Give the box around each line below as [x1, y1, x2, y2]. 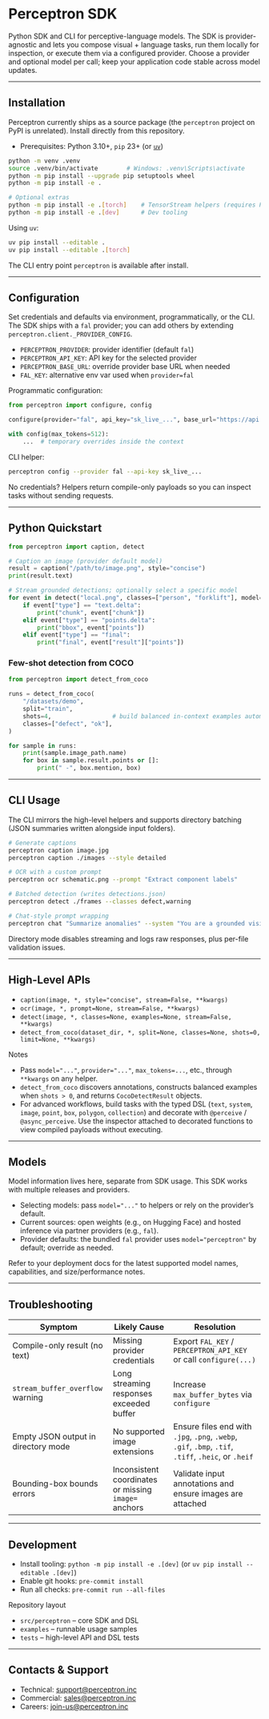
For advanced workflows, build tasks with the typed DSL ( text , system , [19, 1098, 253, 1109]
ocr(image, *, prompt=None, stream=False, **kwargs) [19, 1004, 200, 1013]
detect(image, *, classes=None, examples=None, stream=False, [19, 1013, 232, 1021]
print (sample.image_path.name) [22, 749, 127, 757]
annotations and [173, 1478, 235, 1489]
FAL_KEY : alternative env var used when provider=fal [19, 370, 195, 380]
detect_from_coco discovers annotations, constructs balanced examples [19, 1082, 258, 1091]
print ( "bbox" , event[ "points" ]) [37, 624, 146, 632]
